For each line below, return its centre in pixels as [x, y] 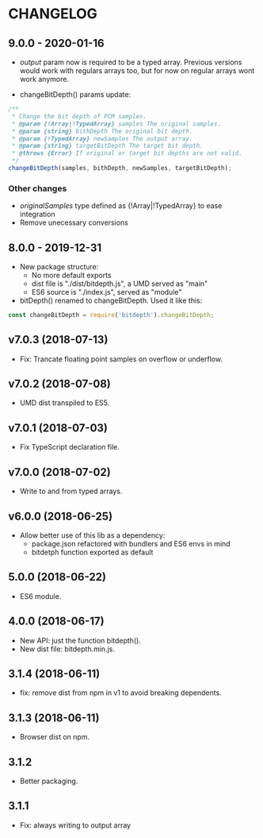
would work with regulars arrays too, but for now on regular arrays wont [137, 71]
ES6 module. [40, 596]
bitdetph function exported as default [92, 552]
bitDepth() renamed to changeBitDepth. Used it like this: [111, 300]
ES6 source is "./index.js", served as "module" [107, 292]
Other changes [38, 188]
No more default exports [71, 275]
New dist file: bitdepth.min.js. [67, 649]
